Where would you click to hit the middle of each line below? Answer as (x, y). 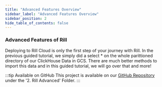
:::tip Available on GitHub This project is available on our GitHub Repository (80, 75)
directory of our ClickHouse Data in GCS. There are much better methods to (81, 60)
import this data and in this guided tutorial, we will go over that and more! (78, 66)
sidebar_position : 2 (26, 18)
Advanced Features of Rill (36, 40)
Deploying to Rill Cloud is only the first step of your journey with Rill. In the (79, 50)
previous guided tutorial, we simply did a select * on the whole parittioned (79, 56)
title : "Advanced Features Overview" (43, 9)
